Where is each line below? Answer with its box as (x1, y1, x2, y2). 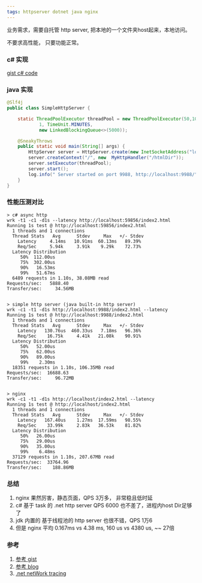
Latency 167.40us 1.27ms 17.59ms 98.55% (17, 417, 141, 423)
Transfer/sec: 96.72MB (7, 375, 74, 381)
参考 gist (15, 555, 37, 563)
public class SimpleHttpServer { (7, 105, 91, 111)
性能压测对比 (7, 198, 44, 206)
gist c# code (7, 69, 38, 76)
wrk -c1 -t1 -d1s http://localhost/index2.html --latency (7, 396, 155, 402)
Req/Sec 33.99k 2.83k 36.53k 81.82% (17, 422, 141, 429)
